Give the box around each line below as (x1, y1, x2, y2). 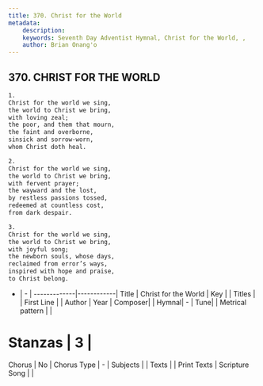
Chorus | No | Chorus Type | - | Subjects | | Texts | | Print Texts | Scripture (8, 360, 250, 369)
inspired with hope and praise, (8, 267, 115, 276)
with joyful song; (8, 245, 69, 254)
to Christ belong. (8, 275, 69, 283)
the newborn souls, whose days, (8, 253, 115, 261)
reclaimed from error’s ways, (8, 260, 109, 268)
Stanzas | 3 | (8, 334, 93, 352)
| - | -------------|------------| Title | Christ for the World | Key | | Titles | (19, 289, 256, 298)
